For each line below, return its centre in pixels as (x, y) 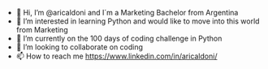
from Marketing (42, 30)
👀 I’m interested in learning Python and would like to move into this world (138, 21)
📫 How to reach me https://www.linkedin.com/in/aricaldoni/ (117, 56)
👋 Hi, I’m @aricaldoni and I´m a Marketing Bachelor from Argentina (127, 13)
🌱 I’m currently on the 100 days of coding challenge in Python (119, 38)
